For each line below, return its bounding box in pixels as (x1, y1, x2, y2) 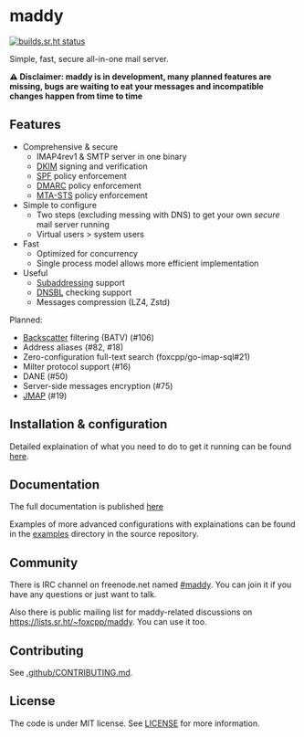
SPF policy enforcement (36, 170, 128, 181)
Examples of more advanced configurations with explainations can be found (9, 519, 296, 530)
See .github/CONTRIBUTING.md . (9, 668, 133, 678)
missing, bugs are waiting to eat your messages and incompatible (9, 80, 265, 91)
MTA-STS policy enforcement (36, 189, 148, 201)
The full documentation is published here (9, 501, 164, 512)
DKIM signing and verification (36, 161, 148, 172)
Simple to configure (22, 199, 98, 210)
